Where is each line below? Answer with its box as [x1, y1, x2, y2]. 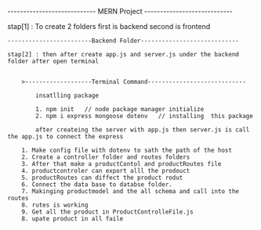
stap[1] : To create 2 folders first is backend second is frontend [7, 22, 211, 31]
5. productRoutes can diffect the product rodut [21, 174, 183, 181]
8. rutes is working [21, 201, 89, 209]
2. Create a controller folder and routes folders [21, 153, 190, 161]
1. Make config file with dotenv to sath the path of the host [21, 146, 233, 154]
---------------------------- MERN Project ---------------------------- [7, 7, 233, 16]
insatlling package [35, 92, 100, 99]
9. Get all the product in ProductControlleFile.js [21, 208, 194, 216]
